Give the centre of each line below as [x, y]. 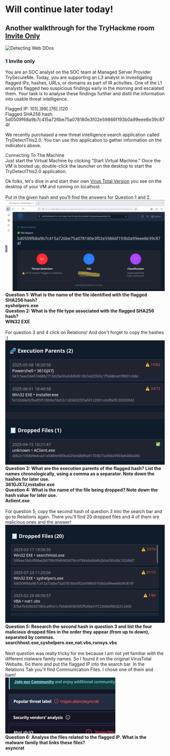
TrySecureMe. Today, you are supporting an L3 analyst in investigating [79, 77]
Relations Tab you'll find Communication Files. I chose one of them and [79, 669]
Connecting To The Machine [35, 155]
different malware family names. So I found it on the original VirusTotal [78, 659]
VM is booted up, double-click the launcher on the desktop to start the [79, 166]
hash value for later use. [31, 495]
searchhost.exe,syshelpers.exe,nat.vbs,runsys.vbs [61, 643]
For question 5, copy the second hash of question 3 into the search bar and [84, 511]
